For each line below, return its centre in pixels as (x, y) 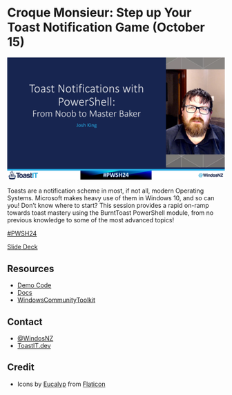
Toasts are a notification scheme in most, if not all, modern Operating (106, 191)
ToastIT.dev (34, 346)
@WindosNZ (35, 338)
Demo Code (34, 285)
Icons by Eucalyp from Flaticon (61, 384)
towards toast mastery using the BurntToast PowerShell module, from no (110, 213)
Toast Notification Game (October (106, 27)
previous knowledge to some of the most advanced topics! (91, 220)
